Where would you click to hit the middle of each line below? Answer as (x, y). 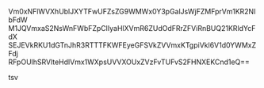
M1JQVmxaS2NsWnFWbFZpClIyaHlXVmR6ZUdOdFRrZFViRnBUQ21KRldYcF (132, 28)
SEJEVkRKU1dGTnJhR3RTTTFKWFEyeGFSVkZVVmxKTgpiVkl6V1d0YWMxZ (132, 45)
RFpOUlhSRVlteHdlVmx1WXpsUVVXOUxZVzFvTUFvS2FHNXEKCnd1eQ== (129, 62)
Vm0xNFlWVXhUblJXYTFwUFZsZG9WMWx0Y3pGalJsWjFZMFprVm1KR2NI (132, 11)
